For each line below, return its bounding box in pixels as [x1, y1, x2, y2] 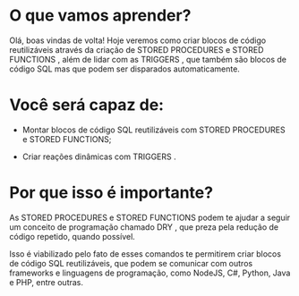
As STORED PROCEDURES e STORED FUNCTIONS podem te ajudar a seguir [9, 212, 291, 223]
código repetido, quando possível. [9, 231, 136, 241]
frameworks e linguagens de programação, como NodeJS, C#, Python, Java [9, 267, 291, 278]
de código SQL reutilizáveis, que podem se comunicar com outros [9, 258, 253, 268]
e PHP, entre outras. [9, 276, 83, 287]
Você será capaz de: [9, 95, 164, 115]
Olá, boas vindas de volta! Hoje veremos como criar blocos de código [9, 35, 267, 46]
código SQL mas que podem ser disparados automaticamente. [9, 63, 240, 74]
